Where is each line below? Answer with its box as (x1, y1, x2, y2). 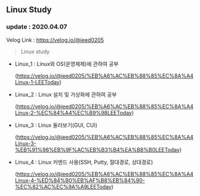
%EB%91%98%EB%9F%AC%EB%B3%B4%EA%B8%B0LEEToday (14, 146, 180, 153)
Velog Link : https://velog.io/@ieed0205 (6, 36, 104, 44)
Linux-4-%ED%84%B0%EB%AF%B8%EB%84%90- (14, 176, 145, 184)
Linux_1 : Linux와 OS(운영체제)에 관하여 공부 (14, 60, 119, 68)
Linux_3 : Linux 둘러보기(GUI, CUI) (14, 121, 97, 128)
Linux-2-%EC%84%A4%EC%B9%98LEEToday (14, 109, 133, 116)
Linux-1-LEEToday (14, 78, 60, 85)
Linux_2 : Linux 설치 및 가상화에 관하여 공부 (14, 91, 117, 98)
